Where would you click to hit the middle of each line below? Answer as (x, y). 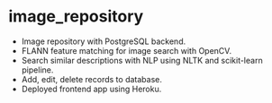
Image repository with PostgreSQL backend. (104, 41)
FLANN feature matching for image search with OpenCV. (126, 50)
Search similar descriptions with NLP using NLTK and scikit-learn (142, 60)
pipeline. (37, 70)
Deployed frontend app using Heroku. (91, 89)
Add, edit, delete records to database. (92, 79)
